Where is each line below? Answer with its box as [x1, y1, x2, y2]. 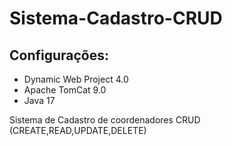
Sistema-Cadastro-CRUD [9, 7, 223, 30]
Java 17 [23, 95, 56, 106]
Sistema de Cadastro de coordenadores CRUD [9, 114, 201, 126]
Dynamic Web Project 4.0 [23, 73, 129, 85]
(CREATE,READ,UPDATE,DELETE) [9, 125, 147, 136]
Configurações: [9, 47, 110, 64]
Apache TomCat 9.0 [23, 84, 107, 96]
